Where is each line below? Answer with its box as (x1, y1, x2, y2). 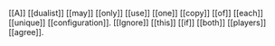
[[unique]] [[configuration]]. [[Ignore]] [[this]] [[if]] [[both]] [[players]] (8, 17, 267, 28)
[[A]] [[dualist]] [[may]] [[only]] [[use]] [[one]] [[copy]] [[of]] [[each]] (8, 8, 264, 18)
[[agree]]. (8, 27, 44, 37)
